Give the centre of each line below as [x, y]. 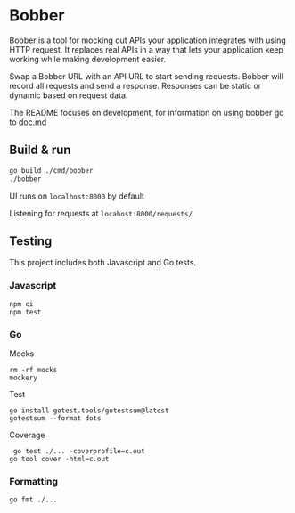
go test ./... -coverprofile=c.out [79, 451]
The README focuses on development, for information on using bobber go [147, 112]
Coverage [27, 435]
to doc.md [28, 122]
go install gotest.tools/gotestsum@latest [89, 411]
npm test [25, 312]
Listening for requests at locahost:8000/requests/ [101, 213]
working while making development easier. [88, 59]
